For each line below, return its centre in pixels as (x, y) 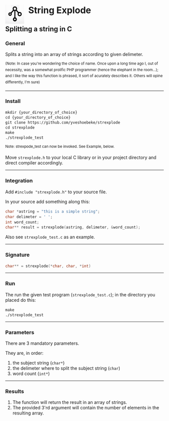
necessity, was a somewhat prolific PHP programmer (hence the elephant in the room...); (82, 70)
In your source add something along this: (48, 201)
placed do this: (21, 300)
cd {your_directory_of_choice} (38, 117)
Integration (19, 181)
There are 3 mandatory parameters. (42, 343)
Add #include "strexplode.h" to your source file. (56, 192)
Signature (18, 255)
